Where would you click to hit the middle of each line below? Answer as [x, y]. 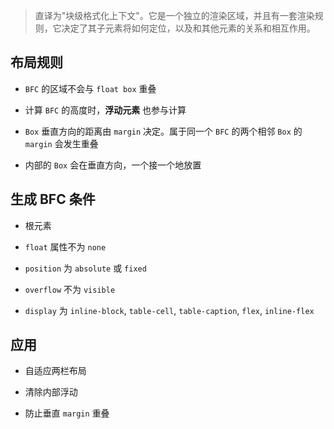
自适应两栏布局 [55, 371]
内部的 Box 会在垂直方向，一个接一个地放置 [113, 165]
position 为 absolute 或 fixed [85, 268]
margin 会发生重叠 [61, 143]
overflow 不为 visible [70, 289]
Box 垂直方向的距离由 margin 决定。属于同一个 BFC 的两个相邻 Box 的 [163, 131]
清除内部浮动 [51, 392]
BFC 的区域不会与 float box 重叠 [90, 88]
